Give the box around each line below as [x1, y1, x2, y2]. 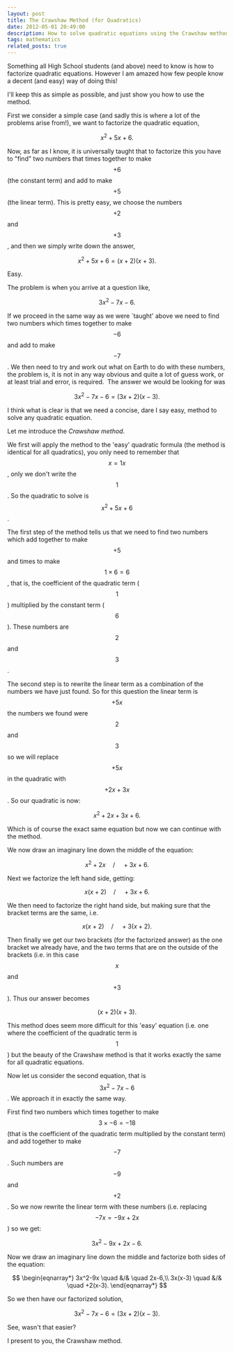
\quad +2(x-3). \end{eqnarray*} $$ [67, 1281, 167, 1289]
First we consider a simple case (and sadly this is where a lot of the [7, 111, 201, 119]
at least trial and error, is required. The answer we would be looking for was [7, 377, 226, 386]
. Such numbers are [7, 1159, 64, 1168]
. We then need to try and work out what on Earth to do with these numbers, [7, 363, 226, 371]
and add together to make [7, 1137, 81, 1146]
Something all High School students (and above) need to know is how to [7, 62, 214, 70]
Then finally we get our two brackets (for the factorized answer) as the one [7, 936, 223, 944]
